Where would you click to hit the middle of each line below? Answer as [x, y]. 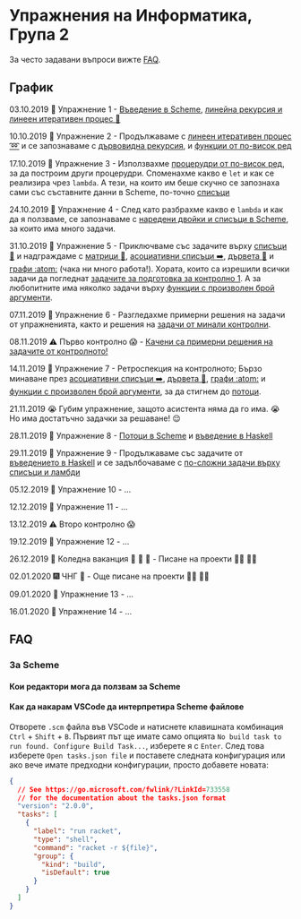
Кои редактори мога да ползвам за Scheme [95, 686]
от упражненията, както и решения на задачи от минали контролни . [140, 324]
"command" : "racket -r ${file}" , [95, 847]
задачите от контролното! [59, 351]
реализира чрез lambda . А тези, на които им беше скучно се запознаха [145, 182]
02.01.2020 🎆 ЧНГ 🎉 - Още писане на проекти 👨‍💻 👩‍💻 [109, 576]
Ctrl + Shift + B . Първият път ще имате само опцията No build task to [146, 736]
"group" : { [53, 856]
